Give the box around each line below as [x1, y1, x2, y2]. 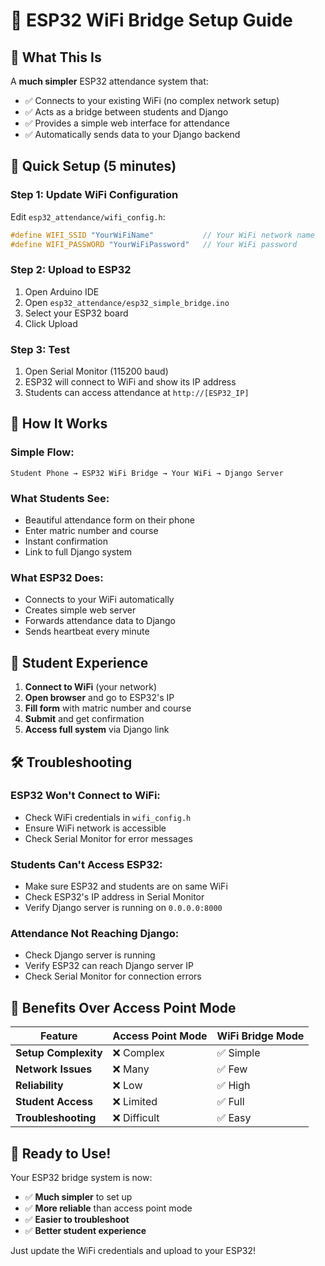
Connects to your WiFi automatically [24, 594, 175, 606]
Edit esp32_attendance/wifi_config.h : [10, 210, 166, 223]
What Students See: [10, 491, 110, 505]
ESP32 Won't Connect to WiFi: [10, 789, 161, 803]
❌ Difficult [112, 1111, 160, 1125]
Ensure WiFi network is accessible [24, 822, 167, 834]
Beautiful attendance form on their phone [24, 514, 196, 526]
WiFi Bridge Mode [216, 1029, 305, 1043]
